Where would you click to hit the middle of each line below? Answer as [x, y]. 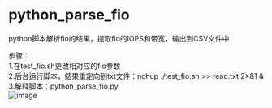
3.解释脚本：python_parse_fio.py [64, 86]
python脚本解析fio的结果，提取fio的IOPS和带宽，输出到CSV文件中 [119, 38]
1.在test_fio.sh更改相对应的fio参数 [65, 66]
